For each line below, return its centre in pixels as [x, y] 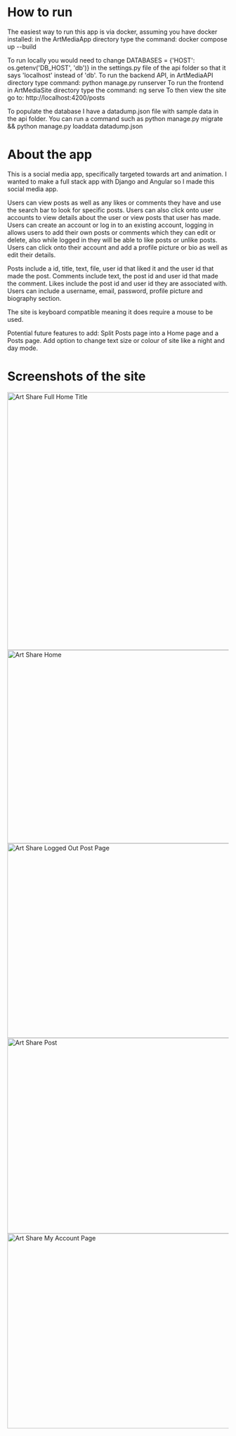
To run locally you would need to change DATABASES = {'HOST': [101, 60]
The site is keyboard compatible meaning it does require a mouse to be [110, 312]
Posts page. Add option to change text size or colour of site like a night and [116, 340]
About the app [50, 155]
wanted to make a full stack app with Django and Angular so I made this [111, 181]
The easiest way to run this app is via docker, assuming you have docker [112, 32]
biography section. [34, 298]
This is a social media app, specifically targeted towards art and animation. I [117, 174]
